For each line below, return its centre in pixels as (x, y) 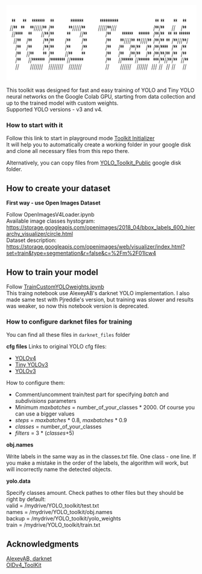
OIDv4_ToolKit (24, 565)
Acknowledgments (43, 544)
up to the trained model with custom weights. (62, 103)
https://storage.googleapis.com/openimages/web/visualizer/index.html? (96, 247)
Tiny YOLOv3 (31, 365)
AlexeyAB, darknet (29, 559)
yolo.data (19, 481)
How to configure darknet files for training (69, 321)
